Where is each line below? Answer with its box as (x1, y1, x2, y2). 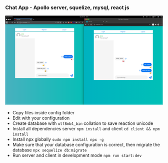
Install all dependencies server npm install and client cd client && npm (12, 125, 160, 131)
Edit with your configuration (12, 115, 70, 121)
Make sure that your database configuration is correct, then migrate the (12, 141, 160, 147)
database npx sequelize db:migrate (12, 147, 87, 153)
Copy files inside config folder (12, 109, 75, 115)
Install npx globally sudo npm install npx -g (12, 136, 104, 142)
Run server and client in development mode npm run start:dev (12, 152, 142, 158)
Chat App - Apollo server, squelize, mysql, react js (5, 4, 129, 11)
